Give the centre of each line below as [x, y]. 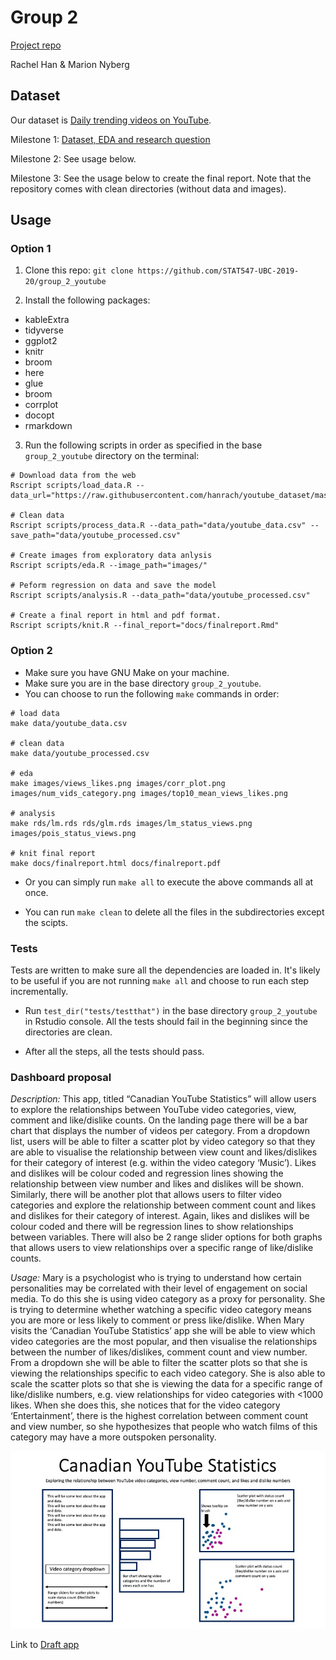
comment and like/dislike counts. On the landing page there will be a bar [159, 1120]
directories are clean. [68, 1032]
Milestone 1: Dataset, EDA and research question [110, 139]
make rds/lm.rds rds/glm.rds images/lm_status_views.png [131, 823]
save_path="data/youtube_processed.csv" [96, 536]
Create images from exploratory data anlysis [116, 556]
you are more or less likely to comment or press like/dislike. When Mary [157, 1320]
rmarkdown [48, 426]
